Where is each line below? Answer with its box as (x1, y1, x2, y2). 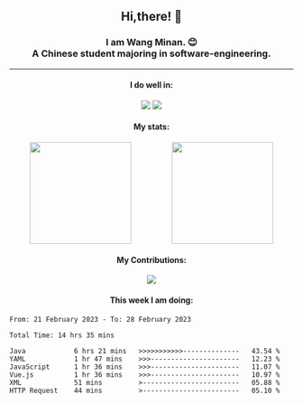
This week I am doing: (109, 295, 194, 305)
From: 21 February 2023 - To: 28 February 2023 (9, 315, 192, 324)
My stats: (133, 121, 170, 132)
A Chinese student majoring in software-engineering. (32, 47, 271, 60)
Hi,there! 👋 (120, 9, 183, 24)
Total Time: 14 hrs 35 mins (9, 331, 115, 340)
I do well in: (129, 80, 174, 90)
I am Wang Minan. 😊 (105, 36, 198, 49)
